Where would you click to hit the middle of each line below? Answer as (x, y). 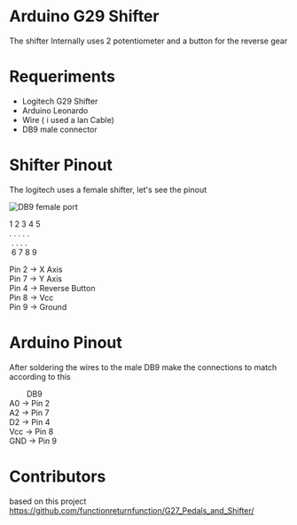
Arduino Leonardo (55, 110)
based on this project (48, 501)
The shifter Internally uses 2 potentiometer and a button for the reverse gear (148, 41)
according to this (40, 376)
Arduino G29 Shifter (84, 16)
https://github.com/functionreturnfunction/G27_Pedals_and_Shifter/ (132, 510)
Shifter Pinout (61, 165)
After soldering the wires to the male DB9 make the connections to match (143, 367)
